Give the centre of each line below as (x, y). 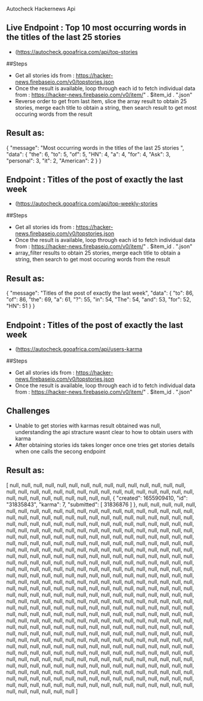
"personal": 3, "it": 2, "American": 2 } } (54, 161)
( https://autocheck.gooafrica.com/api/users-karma (79, 349)
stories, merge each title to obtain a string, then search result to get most (106, 107)
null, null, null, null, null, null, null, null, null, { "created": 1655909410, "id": (97, 498)
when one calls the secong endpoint (60, 451)
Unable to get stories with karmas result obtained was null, (88, 425)
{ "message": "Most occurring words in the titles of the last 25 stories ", (95, 147)
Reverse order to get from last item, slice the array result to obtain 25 (101, 101)
